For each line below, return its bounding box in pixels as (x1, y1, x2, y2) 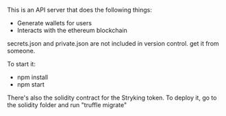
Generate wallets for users (16, 19, 92, 27)
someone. (7, 47, 36, 55)
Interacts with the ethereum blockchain (16, 27, 128, 34)
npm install (16, 73, 49, 81)
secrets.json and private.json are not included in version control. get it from (7, 40, 219, 47)
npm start (16, 81, 45, 88)
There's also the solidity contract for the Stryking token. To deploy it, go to (7, 93, 217, 102)
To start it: (7, 60, 36, 68)
